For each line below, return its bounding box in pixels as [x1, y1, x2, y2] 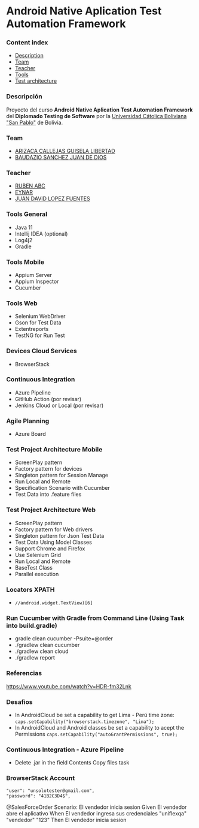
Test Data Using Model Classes [14, 538, 93, 546]
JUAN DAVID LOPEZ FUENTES [14, 195, 91, 202]
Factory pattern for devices [14, 465, 82, 472]
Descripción [6, 92, 43, 101]
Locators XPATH [6, 585, 55, 594]
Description [14, 52, 44, 59]
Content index [6, 38, 48, 47]
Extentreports [14, 326, 49, 333]
